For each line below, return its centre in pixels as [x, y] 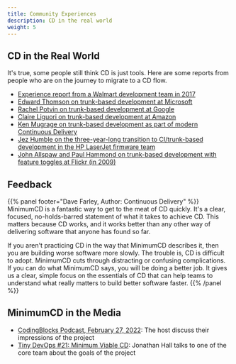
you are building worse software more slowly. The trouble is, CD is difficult [116, 253]
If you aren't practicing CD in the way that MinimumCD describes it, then [113, 245]
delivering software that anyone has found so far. [79, 232]
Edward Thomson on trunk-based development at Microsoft [105, 102]
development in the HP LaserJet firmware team [86, 147]
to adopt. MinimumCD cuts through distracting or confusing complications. [117, 260]
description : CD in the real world [60, 21]
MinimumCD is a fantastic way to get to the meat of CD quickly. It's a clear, [117, 209]
